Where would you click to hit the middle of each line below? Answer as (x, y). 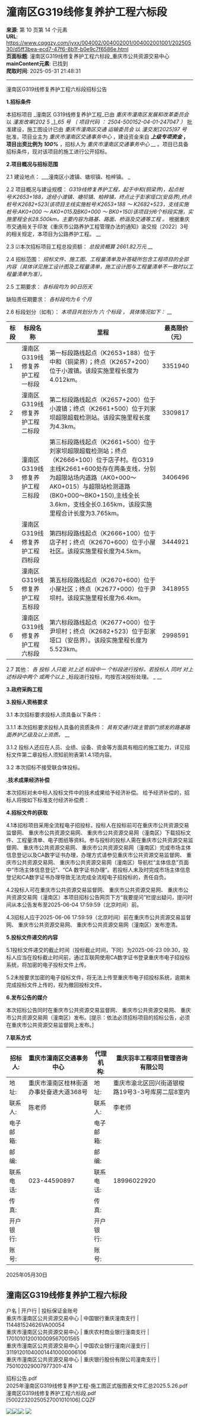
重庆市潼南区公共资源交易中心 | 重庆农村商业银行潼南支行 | (78, 1332)
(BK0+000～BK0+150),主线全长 (95, 495)
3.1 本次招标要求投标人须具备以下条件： (54, 714)
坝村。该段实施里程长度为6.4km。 (97, 597)
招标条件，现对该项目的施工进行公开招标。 (58, 151)
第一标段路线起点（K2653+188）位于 (103, 353)
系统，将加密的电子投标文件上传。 (48, 964)
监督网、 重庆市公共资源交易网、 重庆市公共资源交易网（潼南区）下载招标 (96, 833)
